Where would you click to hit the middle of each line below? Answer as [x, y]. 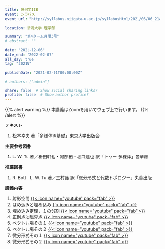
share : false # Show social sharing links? [51, 91]
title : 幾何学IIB [22, 10]
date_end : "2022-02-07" [29, 55]
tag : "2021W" [18, 64]
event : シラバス [20, 14]
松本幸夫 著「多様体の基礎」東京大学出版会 [56, 136]
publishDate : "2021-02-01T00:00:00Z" [44, 73]
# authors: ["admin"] [27, 82]
